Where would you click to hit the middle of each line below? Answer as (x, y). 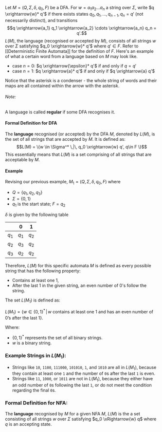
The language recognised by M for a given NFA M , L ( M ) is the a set (72, 413)
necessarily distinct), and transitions (41, 20)
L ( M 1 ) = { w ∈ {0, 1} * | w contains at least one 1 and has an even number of (79, 312)
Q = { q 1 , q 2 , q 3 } (27, 193)
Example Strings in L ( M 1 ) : (36, 356)
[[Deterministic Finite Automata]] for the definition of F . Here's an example (80, 51)
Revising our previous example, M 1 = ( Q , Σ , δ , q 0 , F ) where (63, 182)
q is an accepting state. (28, 424)
